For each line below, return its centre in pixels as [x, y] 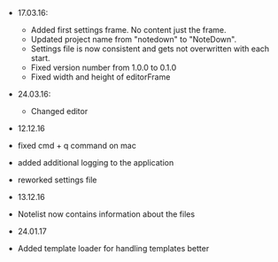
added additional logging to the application [96, 162]
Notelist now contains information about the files [106, 214]
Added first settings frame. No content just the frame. [129, 30]
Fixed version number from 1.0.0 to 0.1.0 [104, 67]
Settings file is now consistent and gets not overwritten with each [150, 49]
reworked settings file [57, 180]
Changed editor [59, 111]
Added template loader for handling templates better [113, 248]
